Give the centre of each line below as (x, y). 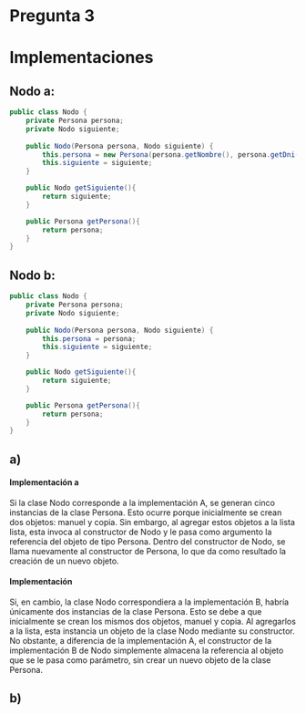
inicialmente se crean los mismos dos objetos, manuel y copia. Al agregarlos (153, 622)
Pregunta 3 (52, 16)
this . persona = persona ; (89, 338)
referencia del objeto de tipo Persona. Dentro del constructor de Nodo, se (148, 541)
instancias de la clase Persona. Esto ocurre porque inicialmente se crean (146, 512)
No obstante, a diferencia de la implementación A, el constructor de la (141, 641)
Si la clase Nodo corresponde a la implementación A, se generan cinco (143, 502)
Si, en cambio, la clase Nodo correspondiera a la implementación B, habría (149, 602)
